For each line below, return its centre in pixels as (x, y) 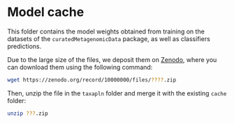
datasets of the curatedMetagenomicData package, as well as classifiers (109, 38)
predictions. (24, 46)
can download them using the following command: (80, 67)
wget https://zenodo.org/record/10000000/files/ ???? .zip (92, 80)
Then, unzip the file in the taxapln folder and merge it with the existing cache (117, 93)
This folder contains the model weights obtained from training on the (106, 31)
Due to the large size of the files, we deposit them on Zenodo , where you (112, 59)
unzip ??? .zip (28, 113)
